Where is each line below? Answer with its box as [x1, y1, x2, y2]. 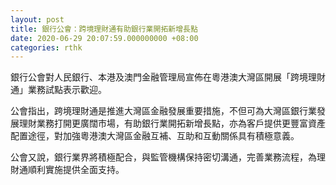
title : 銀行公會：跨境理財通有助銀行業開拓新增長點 [10, 24, 198, 34]
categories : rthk [10, 42, 83, 53]
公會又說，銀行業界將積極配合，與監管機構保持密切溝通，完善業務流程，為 [10, 151, 317, 163]
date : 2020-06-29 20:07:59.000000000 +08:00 [10, 33, 199, 43]
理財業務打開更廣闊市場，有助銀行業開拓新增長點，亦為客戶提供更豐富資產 [18, 117, 326, 130]
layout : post [10, 14, 65, 25]
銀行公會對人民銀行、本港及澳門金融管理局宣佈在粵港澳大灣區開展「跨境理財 [10, 71, 326, 83]
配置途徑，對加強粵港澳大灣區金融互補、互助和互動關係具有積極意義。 [10, 130, 300, 142]
